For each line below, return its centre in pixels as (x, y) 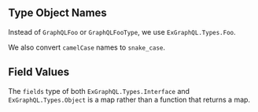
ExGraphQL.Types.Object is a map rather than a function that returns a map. (129, 99)
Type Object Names (58, 13)
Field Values (39, 72)
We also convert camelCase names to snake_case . (87, 47)
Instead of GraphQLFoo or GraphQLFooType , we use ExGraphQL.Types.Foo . (122, 32)
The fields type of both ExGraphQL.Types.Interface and (99, 91)
